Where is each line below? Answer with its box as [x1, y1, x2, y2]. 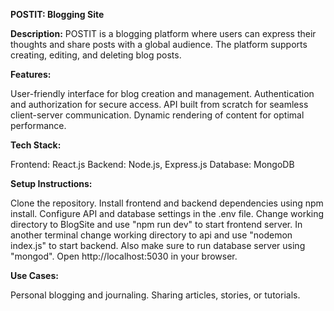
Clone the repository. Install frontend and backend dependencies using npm [10, 197, 324, 209]
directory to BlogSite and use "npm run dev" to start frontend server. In [10, 219, 303, 230]
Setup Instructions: [10, 178, 93, 189]
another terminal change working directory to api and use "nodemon [10, 229, 293, 241]
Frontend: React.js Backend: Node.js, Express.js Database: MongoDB [10, 159, 295, 170]
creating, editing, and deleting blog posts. [10, 49, 182, 61]
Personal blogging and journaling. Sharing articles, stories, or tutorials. [10, 289, 301, 301]
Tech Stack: [10, 139, 62, 151]
